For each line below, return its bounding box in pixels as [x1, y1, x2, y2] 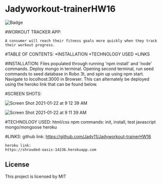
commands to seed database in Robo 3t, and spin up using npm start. [5, 71, 144, 76]
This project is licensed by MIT [5, 173, 66, 179]
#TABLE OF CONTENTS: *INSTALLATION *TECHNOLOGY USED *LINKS [5, 51, 150, 57]
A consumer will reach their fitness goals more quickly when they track [5, 38, 158, 43]
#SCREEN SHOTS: [5, 91, 42, 96]
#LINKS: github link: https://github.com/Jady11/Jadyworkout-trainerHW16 [5, 133, 151, 139]
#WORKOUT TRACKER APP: [5, 29, 62, 35]
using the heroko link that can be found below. [5, 81, 98, 87]
